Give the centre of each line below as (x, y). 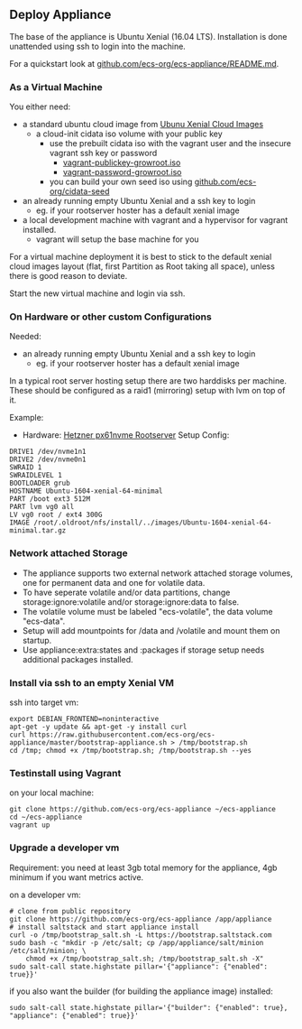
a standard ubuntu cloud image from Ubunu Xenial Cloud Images (143, 125)
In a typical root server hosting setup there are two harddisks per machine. (148, 381)
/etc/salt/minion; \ (48, 950)
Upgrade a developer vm (64, 848)
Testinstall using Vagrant (65, 773)
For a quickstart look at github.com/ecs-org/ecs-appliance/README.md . (144, 63)
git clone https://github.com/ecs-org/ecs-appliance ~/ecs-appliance (143, 810)
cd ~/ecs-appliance (46, 817)
